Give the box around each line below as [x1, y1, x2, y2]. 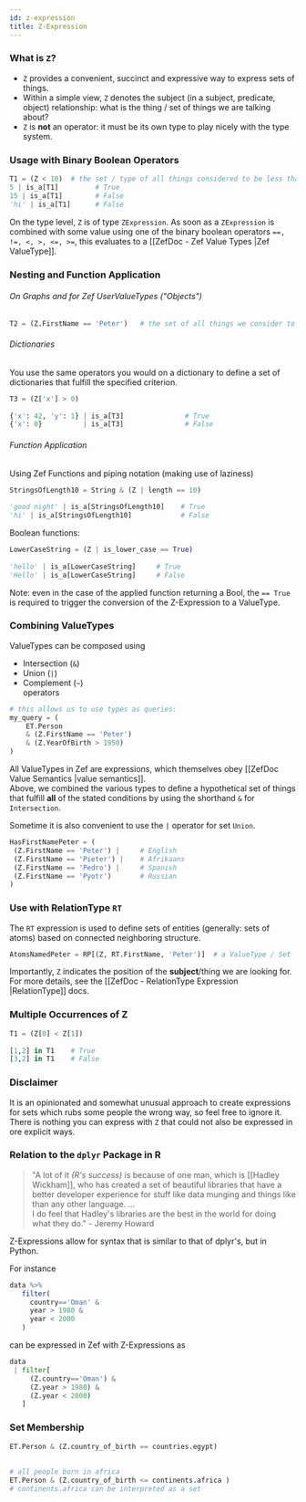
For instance [9, 1263, 56, 1274]
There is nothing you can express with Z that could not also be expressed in [9, 1116, 293, 1127]
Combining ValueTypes [9, 620, 115, 632]
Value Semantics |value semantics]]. [9, 773, 147, 785]
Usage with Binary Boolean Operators [9, 153, 179, 166]
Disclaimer [9, 1076, 58, 1089]
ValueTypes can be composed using [9, 640, 146, 651]
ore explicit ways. [9, 1126, 76, 1137]
